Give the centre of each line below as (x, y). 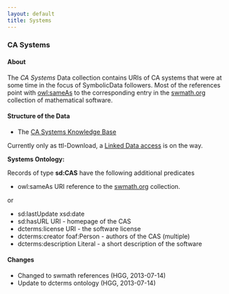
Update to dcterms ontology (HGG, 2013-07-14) (86, 283)
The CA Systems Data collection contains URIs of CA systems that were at (115, 78)
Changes (21, 260)
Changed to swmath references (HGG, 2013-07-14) (92, 276)
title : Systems (30, 20)
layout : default (31, 14)
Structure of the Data (39, 116)
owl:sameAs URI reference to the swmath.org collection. (99, 186)
